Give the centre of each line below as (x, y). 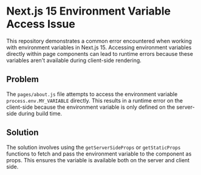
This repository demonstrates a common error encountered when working (99, 41)
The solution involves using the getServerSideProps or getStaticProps (94, 147)
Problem (23, 79)
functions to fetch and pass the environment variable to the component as (99, 154)
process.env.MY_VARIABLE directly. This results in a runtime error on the (95, 100)
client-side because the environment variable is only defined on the (91, 107)
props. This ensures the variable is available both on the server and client (98, 160)
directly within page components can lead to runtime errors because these (100, 53)
